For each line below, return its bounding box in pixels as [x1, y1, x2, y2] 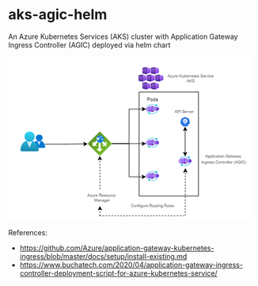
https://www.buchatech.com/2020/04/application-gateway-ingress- [19, 260, 244, 269]
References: [8, 227, 47, 237]
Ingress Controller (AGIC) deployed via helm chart [8, 40, 171, 49]
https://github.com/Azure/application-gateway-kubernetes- [19, 243, 214, 253]
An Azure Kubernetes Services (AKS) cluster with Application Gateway [8, 32, 239, 41]
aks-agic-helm [8, 6, 108, 24]
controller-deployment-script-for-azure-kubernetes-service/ [19, 268, 218, 278]
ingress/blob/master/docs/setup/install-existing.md [19, 251, 188, 261]
